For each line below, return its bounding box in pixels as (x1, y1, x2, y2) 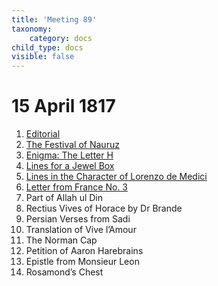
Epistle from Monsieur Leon (25, 256, 140, 268)
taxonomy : (11, 24, 53, 34)
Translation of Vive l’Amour (25, 224, 137, 236)
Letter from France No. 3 (25, 181, 128, 193)
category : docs (29, 33, 93, 43)
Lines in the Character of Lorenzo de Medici (25, 171, 208, 183)
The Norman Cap (25, 234, 98, 246)
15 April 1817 (11, 95, 116, 118)
